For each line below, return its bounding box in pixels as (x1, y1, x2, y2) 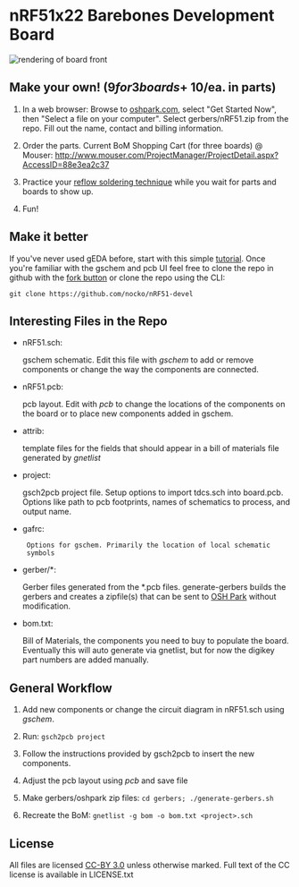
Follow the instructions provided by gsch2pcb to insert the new (21, 748, 255, 759)
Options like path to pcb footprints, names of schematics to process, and (21, 497, 291, 507)
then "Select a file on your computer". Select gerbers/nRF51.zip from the (21, 113, 289, 124)
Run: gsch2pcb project (21, 731, 105, 742)
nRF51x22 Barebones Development (9, 5, 275, 26)
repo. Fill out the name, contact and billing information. (21, 123, 224, 133)
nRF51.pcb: (21, 381, 64, 392)
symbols (26, 549, 55, 558)
